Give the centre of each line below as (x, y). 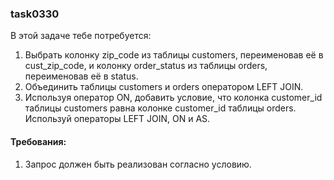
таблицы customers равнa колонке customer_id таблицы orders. (160, 108)
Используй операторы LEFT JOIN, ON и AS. (117, 119)
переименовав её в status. (81, 76)
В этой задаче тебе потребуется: (81, 36)
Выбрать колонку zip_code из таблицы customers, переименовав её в (174, 55)
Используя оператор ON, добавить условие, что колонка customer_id (173, 98)
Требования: (38, 141)
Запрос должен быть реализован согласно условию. (138, 164)
